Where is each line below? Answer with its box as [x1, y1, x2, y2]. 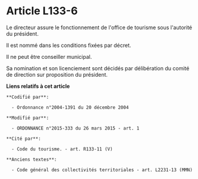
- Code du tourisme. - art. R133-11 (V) [11, 146, 113, 152]
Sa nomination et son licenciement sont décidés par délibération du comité [6, 64, 190, 72]
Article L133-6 [6, 4, 78, 18]
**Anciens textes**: [6, 156, 58, 162]
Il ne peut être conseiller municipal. [6, 53, 92, 60]
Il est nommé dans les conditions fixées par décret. [6, 42, 131, 49]
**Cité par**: [6, 136, 42, 142]
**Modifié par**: [6, 115, 49, 121]
